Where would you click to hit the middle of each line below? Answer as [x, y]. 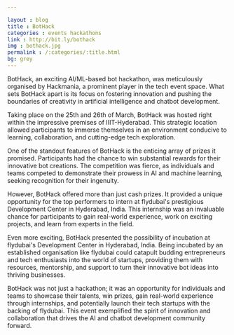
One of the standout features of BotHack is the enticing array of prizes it [111, 151]
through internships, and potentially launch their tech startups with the [109, 303]
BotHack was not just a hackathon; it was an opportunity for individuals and [116, 288]
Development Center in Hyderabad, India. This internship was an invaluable [116, 209]
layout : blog [28, 20]
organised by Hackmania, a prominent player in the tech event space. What [116, 86]
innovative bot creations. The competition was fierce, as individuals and [111, 165]
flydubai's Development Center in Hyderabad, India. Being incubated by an [115, 245]
